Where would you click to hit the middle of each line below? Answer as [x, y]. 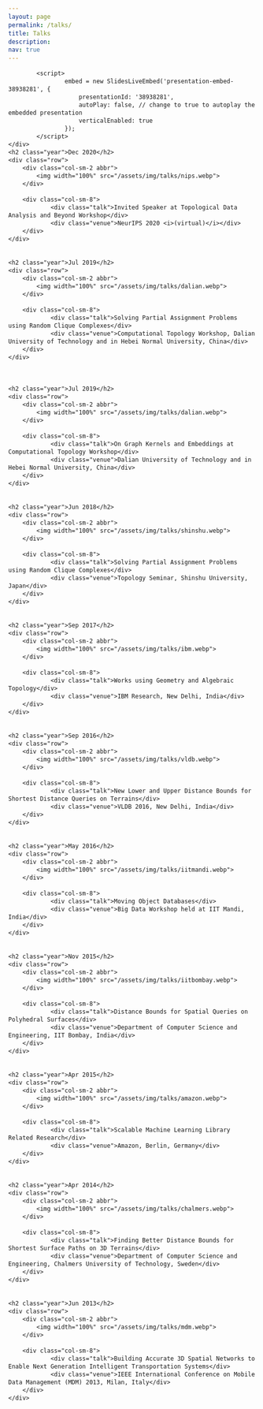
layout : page [30, 17]
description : [30, 42]
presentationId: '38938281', [126, 97]
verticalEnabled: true [116, 121]
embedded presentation [45, 113]
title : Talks [30, 33]
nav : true [24, 50]
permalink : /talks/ [40, 25]
